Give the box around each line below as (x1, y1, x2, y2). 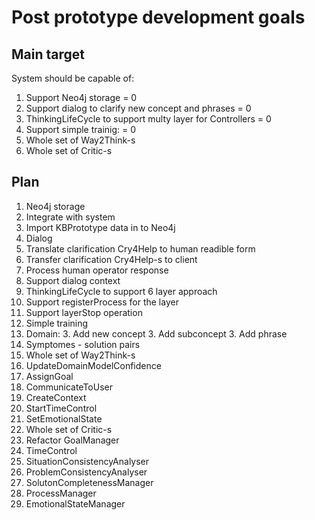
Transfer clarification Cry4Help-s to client (25, 253, 198, 265)
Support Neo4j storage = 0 (25, 92, 138, 103)
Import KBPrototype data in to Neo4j (25, 221, 176, 233)
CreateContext (25, 391, 87, 403)
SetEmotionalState (25, 412, 103, 425)
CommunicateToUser (25, 381, 113, 393)
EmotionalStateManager (25, 497, 126, 510)
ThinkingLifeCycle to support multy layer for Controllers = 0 (25, 113, 272, 125)
